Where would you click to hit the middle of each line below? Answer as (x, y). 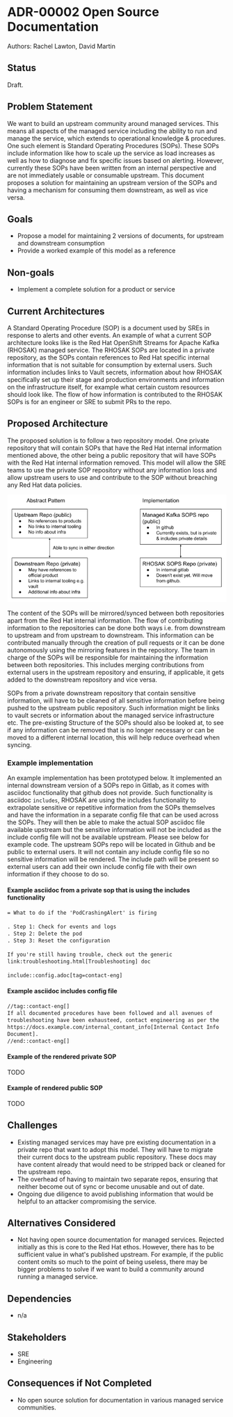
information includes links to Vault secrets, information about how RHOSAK (115, 372)
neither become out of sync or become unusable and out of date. (111, 1186)
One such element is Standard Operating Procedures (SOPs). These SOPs (113, 145)
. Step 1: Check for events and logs (62, 927)
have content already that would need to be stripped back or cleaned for (121, 1164)
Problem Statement (50, 107)
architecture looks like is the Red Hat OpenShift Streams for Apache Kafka (113, 343)
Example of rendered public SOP (55, 1088)
